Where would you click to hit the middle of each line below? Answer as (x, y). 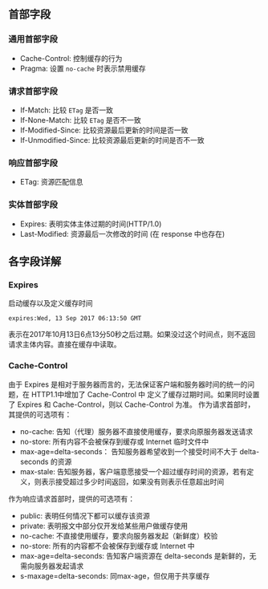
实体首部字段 (33, 205)
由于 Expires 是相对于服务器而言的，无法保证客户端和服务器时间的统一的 (128, 384)
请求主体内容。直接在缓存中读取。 (65, 344)
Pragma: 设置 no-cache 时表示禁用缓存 (83, 68)
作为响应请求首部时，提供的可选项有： (71, 498)
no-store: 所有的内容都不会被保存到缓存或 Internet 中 (107, 546)
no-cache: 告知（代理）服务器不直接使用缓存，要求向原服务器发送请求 (136, 431)
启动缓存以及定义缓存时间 (51, 303)
